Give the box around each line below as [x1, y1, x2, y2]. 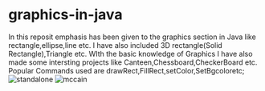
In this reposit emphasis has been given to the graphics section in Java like [8, 32, 257, 42]
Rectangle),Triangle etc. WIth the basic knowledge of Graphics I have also [8, 49, 253, 58]
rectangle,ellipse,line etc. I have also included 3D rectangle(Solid [8, 40, 222, 49]
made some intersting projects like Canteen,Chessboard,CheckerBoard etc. [8, 57, 258, 67]
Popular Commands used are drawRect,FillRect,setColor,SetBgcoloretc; [8, 65, 245, 75]
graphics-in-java [8, 6, 123, 24]
